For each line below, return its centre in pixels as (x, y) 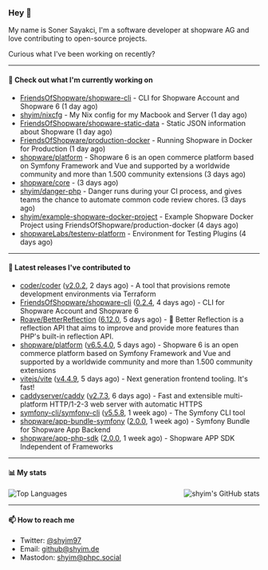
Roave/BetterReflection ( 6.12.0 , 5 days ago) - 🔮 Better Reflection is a (132, 319)
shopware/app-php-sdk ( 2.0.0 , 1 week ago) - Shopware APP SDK (127, 437)
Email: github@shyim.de (59, 549)
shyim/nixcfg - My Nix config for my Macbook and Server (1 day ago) (133, 114)
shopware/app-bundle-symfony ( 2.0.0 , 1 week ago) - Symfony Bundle (135, 421)
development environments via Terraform (88, 294)
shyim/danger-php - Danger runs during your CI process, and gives (131, 191)
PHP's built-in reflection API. (67, 336)
